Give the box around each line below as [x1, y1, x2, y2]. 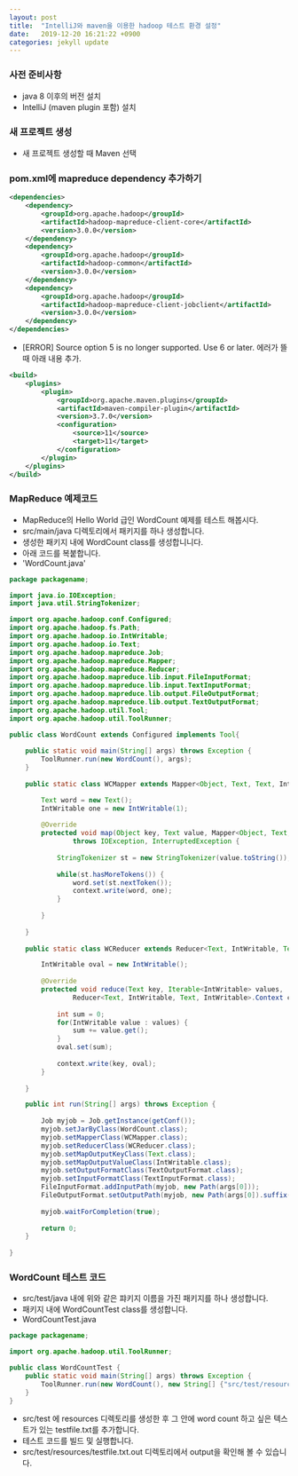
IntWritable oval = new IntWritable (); [41, 960, 189, 969]
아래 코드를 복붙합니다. [21, 548, 101, 558]
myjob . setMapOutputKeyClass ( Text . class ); [41, 1149, 197, 1158]
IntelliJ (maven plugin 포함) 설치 [21, 101, 137, 112]
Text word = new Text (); [41, 795, 133, 804]
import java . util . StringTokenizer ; [9, 599, 141, 608]
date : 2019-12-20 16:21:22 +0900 [9, 29, 141, 38]
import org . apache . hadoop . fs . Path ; [9, 623, 141, 633]
